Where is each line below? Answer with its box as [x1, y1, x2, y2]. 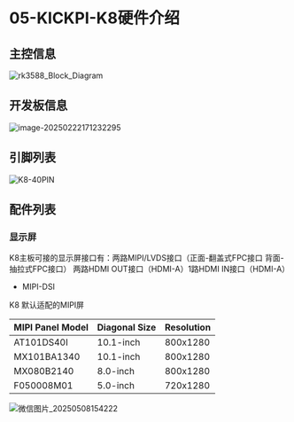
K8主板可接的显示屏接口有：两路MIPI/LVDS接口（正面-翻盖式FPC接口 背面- [9, 253, 285, 263]
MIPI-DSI [21, 281, 56, 293]
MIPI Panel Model [13, 321, 89, 333]
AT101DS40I [13, 336, 68, 348]
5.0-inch [97, 379, 135, 392]
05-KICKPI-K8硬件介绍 [9, 8, 180, 28]
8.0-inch [97, 365, 135, 378]
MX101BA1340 [13, 351, 81, 363]
